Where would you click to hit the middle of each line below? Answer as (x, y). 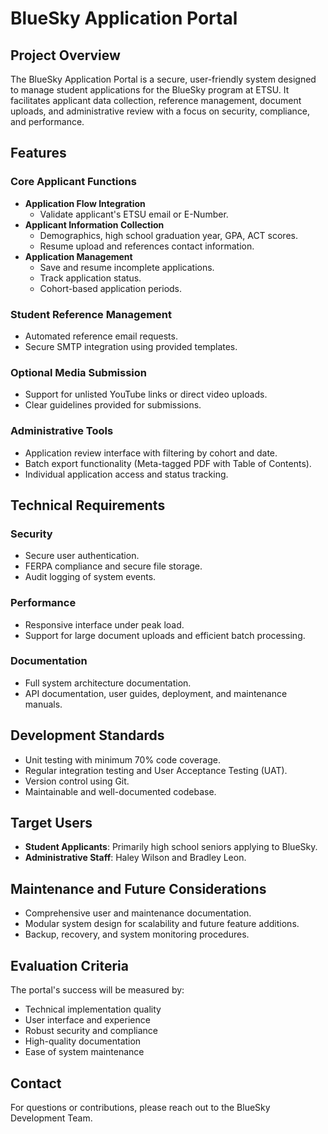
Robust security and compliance (91, 1031)
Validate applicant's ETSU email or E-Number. (134, 214)
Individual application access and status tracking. (126, 474)
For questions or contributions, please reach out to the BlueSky (140, 1107)
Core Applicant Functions (73, 182)
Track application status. (90, 278)
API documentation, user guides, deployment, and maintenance (156, 693)
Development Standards (87, 735)
